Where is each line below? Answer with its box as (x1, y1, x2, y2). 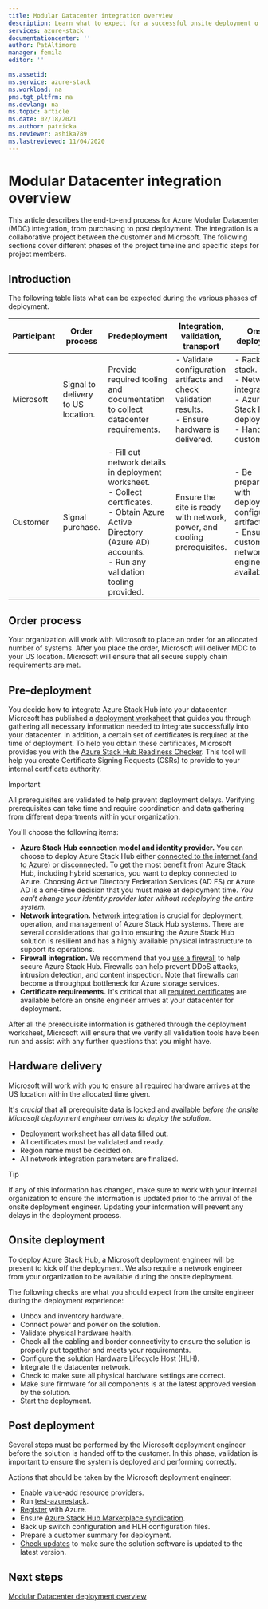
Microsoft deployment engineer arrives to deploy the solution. (8, 1113, 211, 1122)
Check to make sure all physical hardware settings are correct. (19, 1370, 226, 1380)
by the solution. (19, 1387, 71, 1397)
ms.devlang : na (8, 101, 59, 109)
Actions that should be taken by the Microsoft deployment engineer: (8, 1473, 232, 1482)
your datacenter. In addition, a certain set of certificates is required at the (8, 730, 249, 739)
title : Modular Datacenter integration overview (8, 11, 173, 20)
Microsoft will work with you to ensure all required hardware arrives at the (8, 1081, 251, 1090)
